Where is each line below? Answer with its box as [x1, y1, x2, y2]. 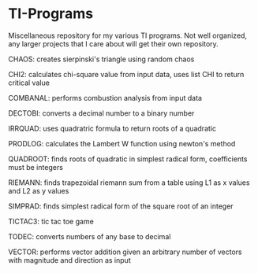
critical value [8, 78, 50, 87]
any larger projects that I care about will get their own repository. [8, 39, 219, 48]
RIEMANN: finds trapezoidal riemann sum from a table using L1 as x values [8, 178, 250, 187]
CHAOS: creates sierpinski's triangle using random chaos [8, 54, 195, 64]
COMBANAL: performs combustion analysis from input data [8, 93, 203, 102]
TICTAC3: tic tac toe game [8, 216, 95, 226]
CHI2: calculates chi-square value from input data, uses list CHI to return [8, 69, 245, 79]
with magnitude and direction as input [8, 255, 132, 264]
